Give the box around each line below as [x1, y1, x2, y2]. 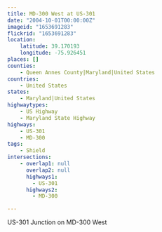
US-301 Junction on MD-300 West [7, 218, 107, 226]
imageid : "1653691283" [7, 23, 74, 30]
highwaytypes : [7, 102, 49, 109]
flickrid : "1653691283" [7, 29, 77, 37]
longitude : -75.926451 [20, 50, 86, 57]
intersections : [7, 153, 52, 161]
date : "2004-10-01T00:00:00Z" [7, 17, 96, 24]
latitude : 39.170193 [20, 43, 80, 50]
